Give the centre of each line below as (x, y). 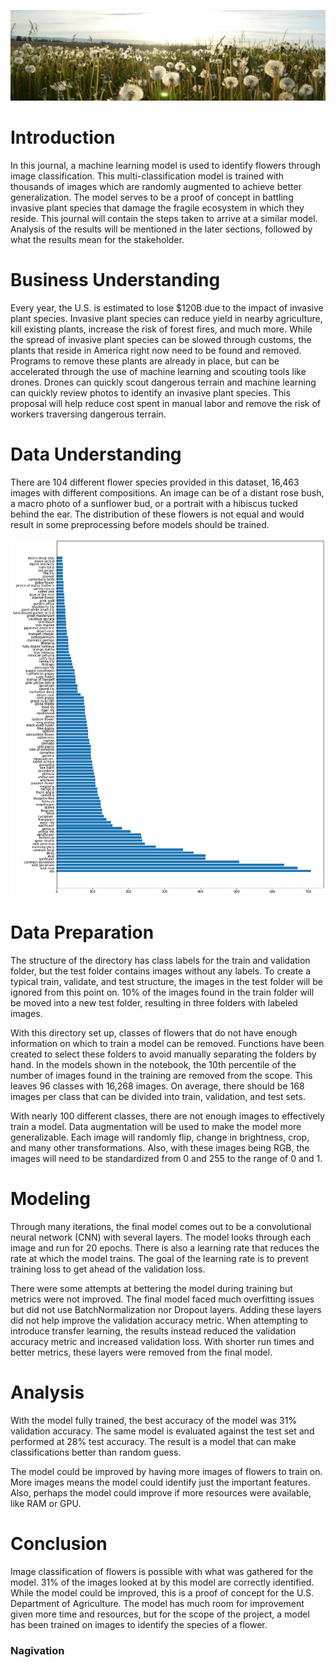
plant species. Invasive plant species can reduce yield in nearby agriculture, (166, 319)
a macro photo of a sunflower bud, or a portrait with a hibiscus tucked (154, 503)
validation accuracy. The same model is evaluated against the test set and (162, 1431)
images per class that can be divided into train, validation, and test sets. (158, 1096)
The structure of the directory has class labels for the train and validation (160, 960)
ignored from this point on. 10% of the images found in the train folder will (162, 992)
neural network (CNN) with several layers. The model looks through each (161, 1237)
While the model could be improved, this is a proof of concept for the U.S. (162, 1592)
